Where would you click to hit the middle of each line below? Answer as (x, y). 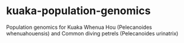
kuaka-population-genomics (79, 11)
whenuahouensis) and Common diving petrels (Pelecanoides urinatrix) (92, 33)
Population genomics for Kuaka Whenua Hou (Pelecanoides (79, 27)
